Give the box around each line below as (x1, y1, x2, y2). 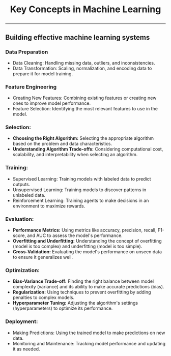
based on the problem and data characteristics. (12, 141, 112, 147)
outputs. (12, 181, 31, 187)
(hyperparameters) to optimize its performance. (12, 305, 113, 311)
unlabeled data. (12, 192, 46, 198)
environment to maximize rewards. (12, 202, 85, 209)
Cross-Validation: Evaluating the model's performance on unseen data (12, 249, 162, 255)
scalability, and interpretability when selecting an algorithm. (12, 152, 138, 158)
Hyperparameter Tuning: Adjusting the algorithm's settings (12, 300, 138, 306)
